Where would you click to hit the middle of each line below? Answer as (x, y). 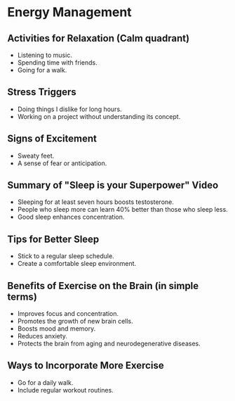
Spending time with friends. (57, 63)
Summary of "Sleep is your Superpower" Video (113, 185)
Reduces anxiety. (42, 336)
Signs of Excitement (52, 139)
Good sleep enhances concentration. (71, 217)
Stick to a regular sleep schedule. (66, 256)
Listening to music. (45, 55)
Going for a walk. (42, 70)
